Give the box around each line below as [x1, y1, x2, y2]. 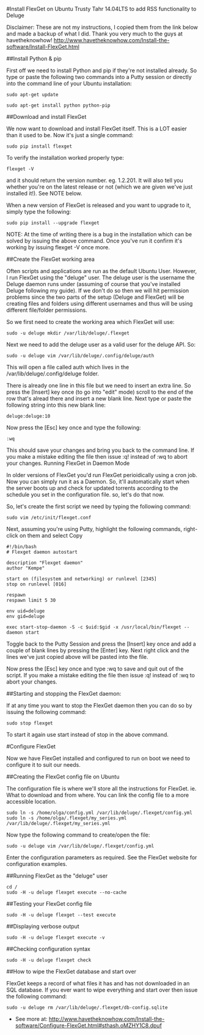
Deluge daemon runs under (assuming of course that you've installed [6, 280, 181, 287]
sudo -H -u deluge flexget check [6, 957, 92, 963]
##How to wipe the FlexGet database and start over [6, 968, 136, 975]
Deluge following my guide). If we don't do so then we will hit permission [6, 287, 189, 294]
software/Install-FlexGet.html [6, 43, 79, 50]
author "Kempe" [6, 565, 45, 571]
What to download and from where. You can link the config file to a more [6, 791, 189, 799]
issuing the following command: [6, 709, 87, 715]
